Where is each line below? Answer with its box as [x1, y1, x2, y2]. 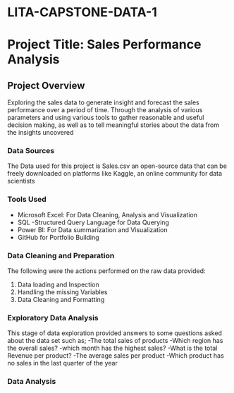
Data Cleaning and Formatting [17, 296, 105, 304]
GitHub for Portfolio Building [17, 233, 100, 241]
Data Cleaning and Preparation [7, 250, 115, 260]
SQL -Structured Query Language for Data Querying [17, 218, 169, 226]
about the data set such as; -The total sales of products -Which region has [7, 337, 223, 345]
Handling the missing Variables [17, 288, 108, 296]
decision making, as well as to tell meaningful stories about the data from [7, 121, 220, 129]
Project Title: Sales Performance [7, 37, 202, 53]
